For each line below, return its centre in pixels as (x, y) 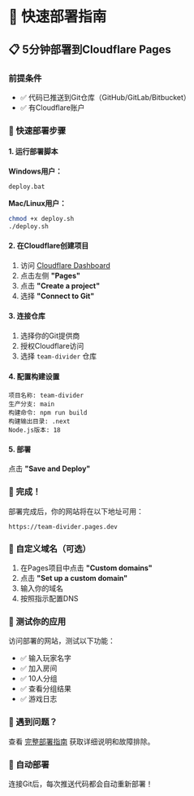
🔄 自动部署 (29, 764)
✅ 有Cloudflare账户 (52, 108)
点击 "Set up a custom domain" (74, 578)
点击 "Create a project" (60, 285)
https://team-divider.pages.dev (63, 526)
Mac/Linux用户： (38, 203)
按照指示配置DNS (49, 599)
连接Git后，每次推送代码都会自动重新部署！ (81, 784)
